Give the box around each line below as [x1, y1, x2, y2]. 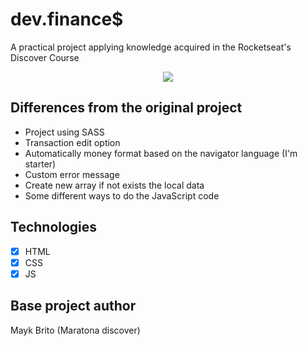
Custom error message [24, 168, 120, 180]
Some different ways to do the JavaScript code [24, 189, 220, 202]
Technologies [10, 219, 98, 236]
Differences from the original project [10, 99, 243, 117]
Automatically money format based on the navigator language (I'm [24, 147, 298, 159]
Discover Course [10, 51, 80, 63]
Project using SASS [24, 126, 105, 138]
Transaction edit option [24, 136, 121, 148]
